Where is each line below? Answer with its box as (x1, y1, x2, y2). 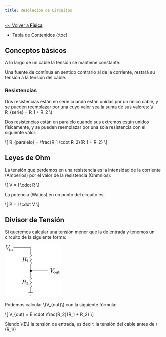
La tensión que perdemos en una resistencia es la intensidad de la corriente (5, 167, 161, 173)
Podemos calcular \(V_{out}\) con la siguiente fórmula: (5, 302, 117, 308)
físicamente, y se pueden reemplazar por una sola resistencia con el (5, 124, 146, 130)
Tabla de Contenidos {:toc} (12, 32, 68, 38)
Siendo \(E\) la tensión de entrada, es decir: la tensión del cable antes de (5, 321, 155, 327)
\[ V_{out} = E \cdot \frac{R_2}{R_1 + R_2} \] (5, 311, 94, 317)
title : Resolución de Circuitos (5, 8, 72, 13)
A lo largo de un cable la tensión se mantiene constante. (5, 60, 121, 66)
